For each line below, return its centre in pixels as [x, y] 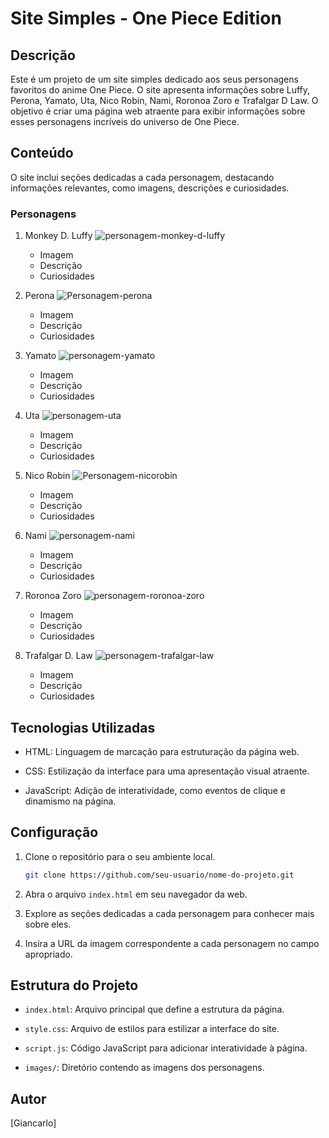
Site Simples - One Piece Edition [146, 18]
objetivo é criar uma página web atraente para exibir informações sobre [158, 111]
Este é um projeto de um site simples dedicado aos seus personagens [154, 79]
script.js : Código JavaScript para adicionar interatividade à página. [166, 1048]
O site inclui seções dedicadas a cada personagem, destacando [142, 177]
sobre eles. [48, 924]
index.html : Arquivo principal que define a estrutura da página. [154, 1009]
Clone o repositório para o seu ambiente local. [120, 856]
